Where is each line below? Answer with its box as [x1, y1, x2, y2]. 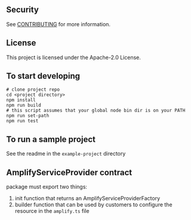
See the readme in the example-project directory [6, 150, 126, 157]
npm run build [6, 103, 42, 109]
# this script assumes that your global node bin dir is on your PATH [6, 107, 186, 114]
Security [6, 5, 39, 15]
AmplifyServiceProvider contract [6, 167, 133, 178]
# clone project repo [6, 86, 60, 93]
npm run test [6, 118, 39, 124]
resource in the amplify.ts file [14, 207, 90, 215]
